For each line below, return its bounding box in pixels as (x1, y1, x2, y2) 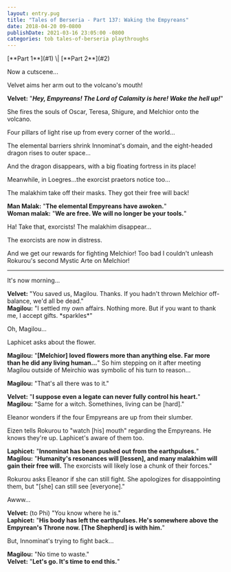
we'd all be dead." (33, 297, 84, 306)
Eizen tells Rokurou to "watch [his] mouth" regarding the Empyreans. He (7, 426, 212, 435)
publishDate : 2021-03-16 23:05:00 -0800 (7, 29, 125, 36)
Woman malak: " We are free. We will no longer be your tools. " (7, 209, 187, 218)
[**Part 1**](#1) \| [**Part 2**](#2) (7, 54, 110, 62)
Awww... (7, 496, 31, 504)
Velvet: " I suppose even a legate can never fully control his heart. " (7, 393, 201, 401)
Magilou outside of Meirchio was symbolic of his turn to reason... (7, 366, 191, 374)
